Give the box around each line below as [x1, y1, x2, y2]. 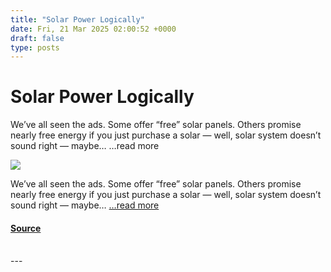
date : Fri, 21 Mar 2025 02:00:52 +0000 [10, 24, 177, 34]
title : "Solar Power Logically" [10, 14, 145, 25]
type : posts [10, 42, 60, 53]
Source [10, 222, 42, 234]
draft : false [10, 33, 65, 43]
